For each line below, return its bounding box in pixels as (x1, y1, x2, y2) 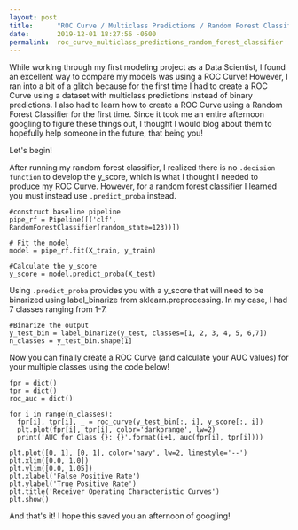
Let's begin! (9, 145, 53, 156)
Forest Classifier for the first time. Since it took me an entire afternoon (9, 109, 264, 120)
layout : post (9, 12, 58, 22)
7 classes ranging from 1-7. (9, 304, 108, 315)
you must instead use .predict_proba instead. (9, 191, 177, 201)
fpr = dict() (9, 378, 58, 388)
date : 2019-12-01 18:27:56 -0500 (9, 29, 157, 38)
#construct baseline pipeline (9, 207, 122, 217)
